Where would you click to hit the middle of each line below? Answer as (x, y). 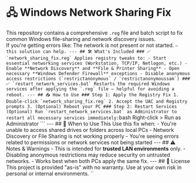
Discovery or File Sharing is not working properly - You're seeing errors (92, 136)
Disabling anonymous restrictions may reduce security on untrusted (88, 155)
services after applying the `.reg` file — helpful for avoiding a (90, 89)
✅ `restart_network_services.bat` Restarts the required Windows (88, 84)
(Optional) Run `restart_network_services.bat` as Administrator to (92, 111)
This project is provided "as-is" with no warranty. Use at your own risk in (94, 167)
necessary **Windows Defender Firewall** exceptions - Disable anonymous (98, 73)
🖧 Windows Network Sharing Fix (89, 13)
